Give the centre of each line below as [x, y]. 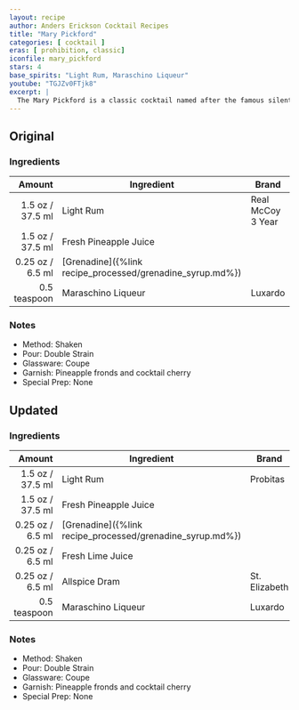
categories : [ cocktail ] [57, 42]
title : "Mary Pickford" [53, 34]
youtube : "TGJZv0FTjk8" [53, 84]
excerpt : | [29, 92]
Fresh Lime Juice [97, 556]
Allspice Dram [91, 582]
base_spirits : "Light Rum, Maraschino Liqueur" [99, 76]
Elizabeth [270, 587]
